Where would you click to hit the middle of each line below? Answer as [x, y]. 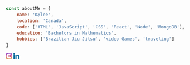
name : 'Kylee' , [35, 15]
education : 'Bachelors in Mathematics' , [67, 33]
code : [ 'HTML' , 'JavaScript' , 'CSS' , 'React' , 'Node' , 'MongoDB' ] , [101, 27]
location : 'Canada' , [42, 21]
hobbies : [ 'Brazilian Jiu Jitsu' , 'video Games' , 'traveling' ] [96, 39]
